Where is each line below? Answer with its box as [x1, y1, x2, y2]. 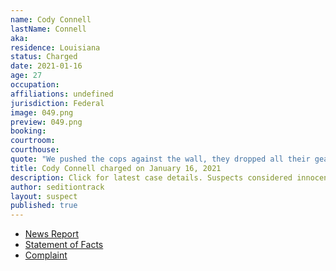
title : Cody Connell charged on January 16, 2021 [10, 163, 222, 173]
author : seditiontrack [10, 182, 105, 192]
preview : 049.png [10, 117, 83, 127]
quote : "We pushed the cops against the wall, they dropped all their [10, 154, 311, 164]
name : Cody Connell [10, 14, 92, 25]
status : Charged [10, 52, 78, 62]
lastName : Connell [10, 24, 87, 34]
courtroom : [10, 136, 56, 146]
